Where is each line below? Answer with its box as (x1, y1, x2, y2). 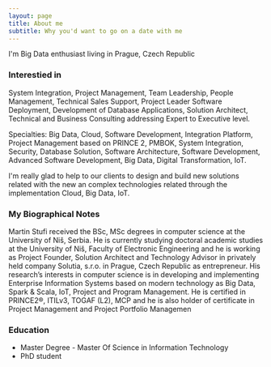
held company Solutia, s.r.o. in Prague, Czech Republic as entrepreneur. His (8, 261, 260, 271)
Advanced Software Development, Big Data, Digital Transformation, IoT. (8, 155, 247, 164)
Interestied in (8, 70, 62, 81)
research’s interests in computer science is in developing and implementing (8, 269, 260, 280)
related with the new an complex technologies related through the (8, 179, 228, 189)
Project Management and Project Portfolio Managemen (8, 304, 192, 314)
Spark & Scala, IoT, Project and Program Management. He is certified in (8, 287, 247, 297)
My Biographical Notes (8, 208, 100, 220)
